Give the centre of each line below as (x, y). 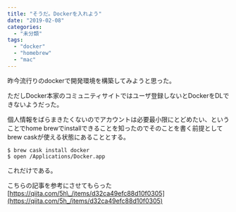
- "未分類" (28, 33)
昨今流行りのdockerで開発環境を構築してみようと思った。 (92, 80)
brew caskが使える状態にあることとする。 (69, 137)
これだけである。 (32, 170)
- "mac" (25, 60)
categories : (25, 27)
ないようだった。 (38, 104)
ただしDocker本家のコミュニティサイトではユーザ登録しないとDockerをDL (115, 95)
